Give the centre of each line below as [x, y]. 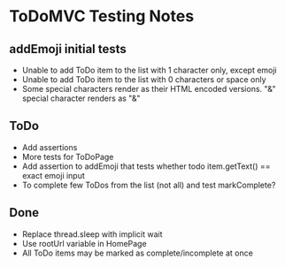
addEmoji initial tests [68, 49]
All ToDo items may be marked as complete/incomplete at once [138, 253]
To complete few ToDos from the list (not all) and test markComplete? [149, 185]
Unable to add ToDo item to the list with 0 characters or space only [144, 80]
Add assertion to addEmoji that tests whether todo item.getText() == [146, 166]
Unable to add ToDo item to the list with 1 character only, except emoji [149, 70]
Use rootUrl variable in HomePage [85, 243]
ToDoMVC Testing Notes [102, 16]
